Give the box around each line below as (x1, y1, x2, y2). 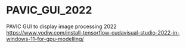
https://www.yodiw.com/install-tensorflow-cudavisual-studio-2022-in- (6, 29, 180, 36)
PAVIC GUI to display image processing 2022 (6, 23, 117, 30)
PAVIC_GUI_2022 (6, 4, 92, 17)
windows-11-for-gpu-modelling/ (6, 35, 85, 42)
